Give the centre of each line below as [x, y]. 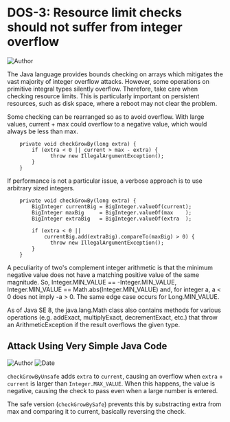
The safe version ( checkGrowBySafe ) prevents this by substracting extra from [114, 404]
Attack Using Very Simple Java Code [87, 346]
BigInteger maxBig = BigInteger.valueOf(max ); [112, 212]
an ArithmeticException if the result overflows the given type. [94, 324]
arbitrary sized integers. [41, 188]
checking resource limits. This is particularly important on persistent [103, 96]
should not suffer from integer [95, 27]
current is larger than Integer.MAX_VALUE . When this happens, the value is [111, 384]
